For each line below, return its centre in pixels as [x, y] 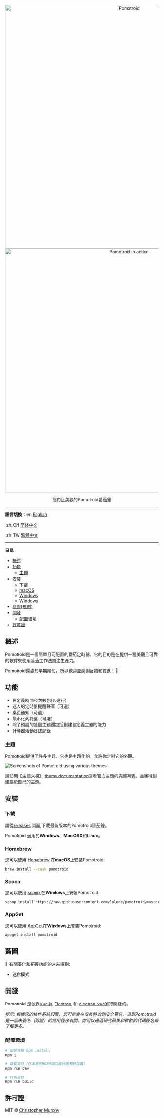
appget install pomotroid [31, 935]
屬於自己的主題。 [26, 782]
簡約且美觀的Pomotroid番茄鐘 [82, 500]
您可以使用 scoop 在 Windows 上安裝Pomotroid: [52, 893]
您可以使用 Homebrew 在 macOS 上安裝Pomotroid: [55, 860]
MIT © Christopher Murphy [32, 1110]
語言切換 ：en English [26, 514]
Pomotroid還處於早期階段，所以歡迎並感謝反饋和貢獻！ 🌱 [62, 671]
